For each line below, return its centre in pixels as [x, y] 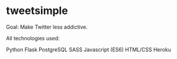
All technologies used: [33, 38]
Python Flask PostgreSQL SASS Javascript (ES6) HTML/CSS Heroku [88, 49]
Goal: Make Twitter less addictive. [47, 27]
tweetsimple [37, 11]
